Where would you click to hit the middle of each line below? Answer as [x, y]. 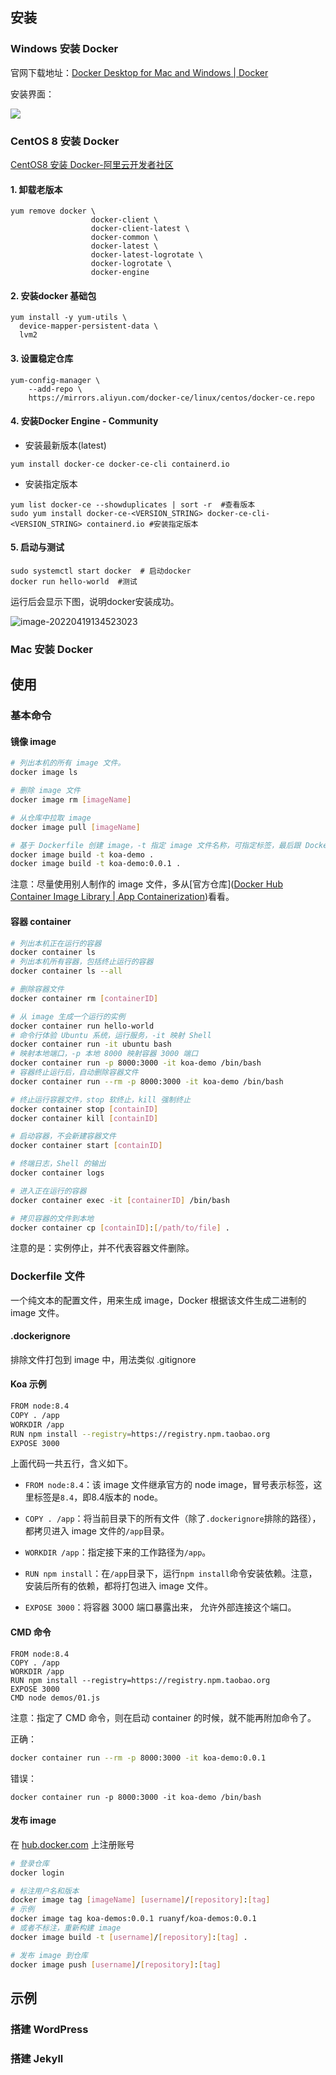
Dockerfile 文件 [48, 1276]
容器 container [41, 921]
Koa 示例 [28, 1384]
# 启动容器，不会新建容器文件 [63, 1136]
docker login [37, 1873]
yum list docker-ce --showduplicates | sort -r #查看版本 [133, 504]
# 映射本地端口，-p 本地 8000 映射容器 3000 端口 [104, 1054]
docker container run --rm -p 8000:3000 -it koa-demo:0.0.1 [138, 1758]
